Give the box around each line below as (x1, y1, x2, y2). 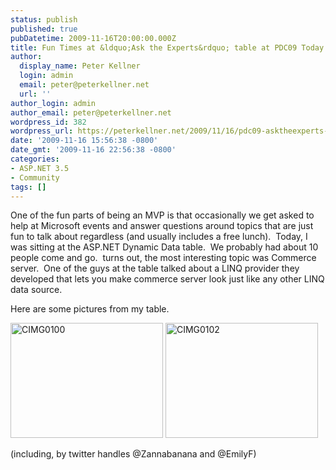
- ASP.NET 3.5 (10, 163, 70, 173)
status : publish (10, 14, 78, 25)
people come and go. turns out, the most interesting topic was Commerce (10, 252, 317, 264)
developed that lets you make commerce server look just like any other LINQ (10, 273, 325, 285)
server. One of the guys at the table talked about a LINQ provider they (10, 262, 300, 275)
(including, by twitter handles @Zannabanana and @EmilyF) (10, 448, 257, 460)
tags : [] (10, 182, 47, 192)
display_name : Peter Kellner (19, 61, 141, 71)
